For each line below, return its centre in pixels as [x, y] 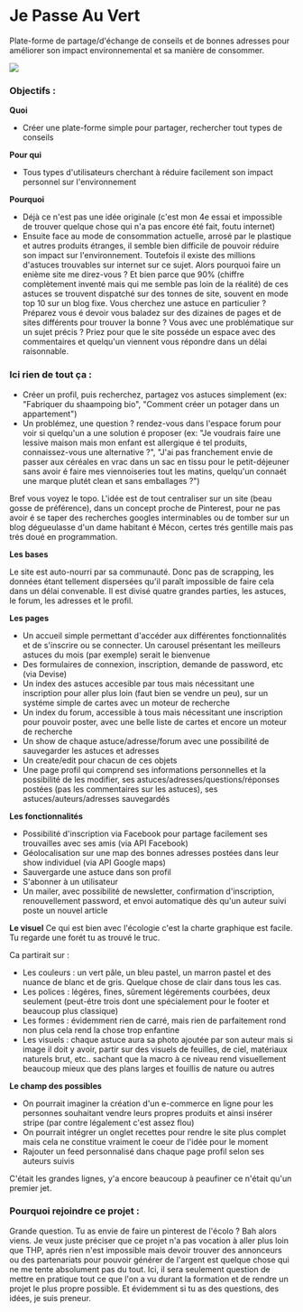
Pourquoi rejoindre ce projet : [74, 1211]
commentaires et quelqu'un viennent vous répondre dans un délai [145, 342]
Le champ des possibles [55, 1085]
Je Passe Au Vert [75, 16]
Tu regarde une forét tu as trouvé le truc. [85, 937]
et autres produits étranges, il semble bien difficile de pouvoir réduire [151, 246]
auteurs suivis [48, 1160]
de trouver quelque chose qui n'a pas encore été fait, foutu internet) [149, 227]
